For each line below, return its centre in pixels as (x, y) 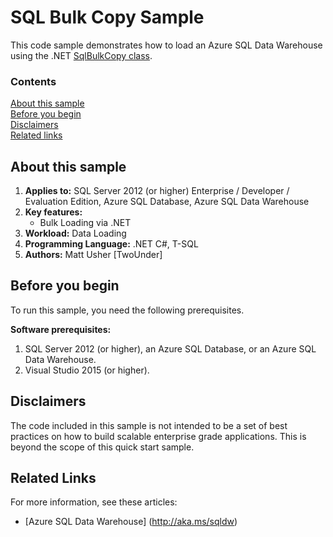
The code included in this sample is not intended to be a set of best (149, 425)
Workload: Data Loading (75, 233)
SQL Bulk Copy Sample (107, 17)
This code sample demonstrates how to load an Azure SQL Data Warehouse (166, 45)
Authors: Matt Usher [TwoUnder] (93, 255)
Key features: (53, 212)
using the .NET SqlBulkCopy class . (81, 55)
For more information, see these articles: (94, 502)
